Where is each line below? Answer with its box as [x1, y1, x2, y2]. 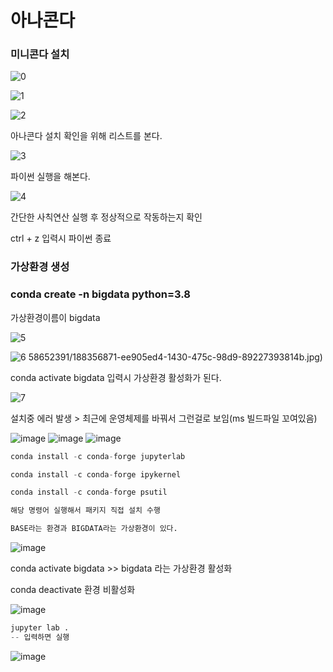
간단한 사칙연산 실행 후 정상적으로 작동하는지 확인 [10, 211, 203, 223]
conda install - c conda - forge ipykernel [10, 469, 182, 480]
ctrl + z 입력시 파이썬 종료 [10, 232, 112, 245]
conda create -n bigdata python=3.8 [10, 287, 191, 301]
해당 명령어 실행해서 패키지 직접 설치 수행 [10, 506, 161, 516]
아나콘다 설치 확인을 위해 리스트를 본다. [10, 130, 163, 142]
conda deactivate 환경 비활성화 [10, 584, 136, 596]
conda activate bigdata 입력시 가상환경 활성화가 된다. [10, 371, 222, 383]
